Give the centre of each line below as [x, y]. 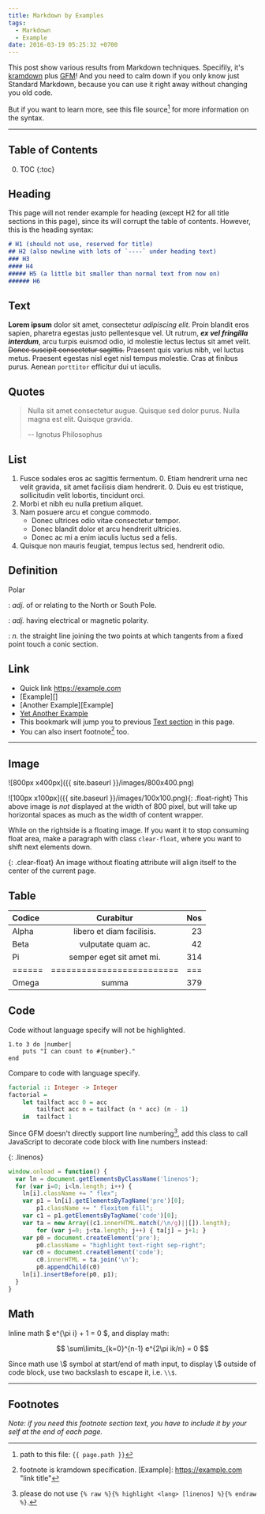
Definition [33, 571]
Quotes [27, 391]
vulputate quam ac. [115, 944]
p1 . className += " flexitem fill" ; [95, 1209]
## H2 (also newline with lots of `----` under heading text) [112, 252]
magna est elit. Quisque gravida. [80, 419]
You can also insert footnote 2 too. [74, 730]
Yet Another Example [54, 713]
